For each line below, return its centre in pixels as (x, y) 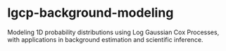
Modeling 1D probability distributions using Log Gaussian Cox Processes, (113, 32)
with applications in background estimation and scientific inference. (105, 39)
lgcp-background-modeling (90, 13)
